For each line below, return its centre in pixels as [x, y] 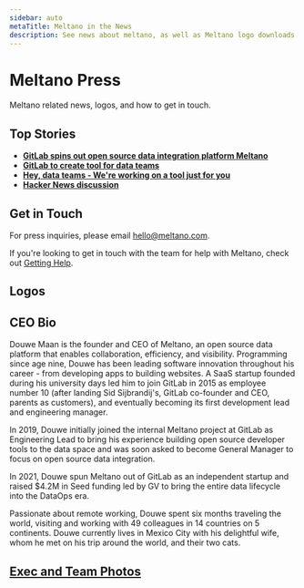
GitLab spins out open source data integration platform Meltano [145, 156]
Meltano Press [65, 80]
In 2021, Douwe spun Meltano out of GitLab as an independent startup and [149, 477]
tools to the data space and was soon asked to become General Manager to [152, 449]
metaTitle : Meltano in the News [71, 26]
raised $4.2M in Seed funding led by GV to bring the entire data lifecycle [145, 486]
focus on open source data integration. [82, 459]
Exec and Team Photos [75, 571]
